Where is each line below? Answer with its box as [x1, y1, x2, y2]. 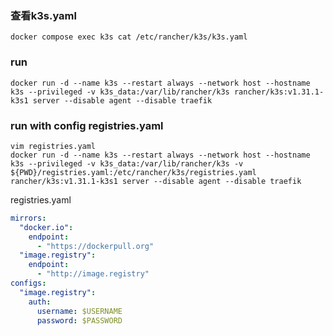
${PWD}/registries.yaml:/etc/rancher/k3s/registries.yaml [10, 167, 257, 177]
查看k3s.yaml [10, 8, 77, 22]
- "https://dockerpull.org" [36, 241, 155, 251]
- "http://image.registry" [36, 269, 150, 279]
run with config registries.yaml [10, 118, 164, 132]
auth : [28, 297, 52, 307]
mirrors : [10, 213, 47, 223]
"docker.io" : [19, 222, 74, 232]
